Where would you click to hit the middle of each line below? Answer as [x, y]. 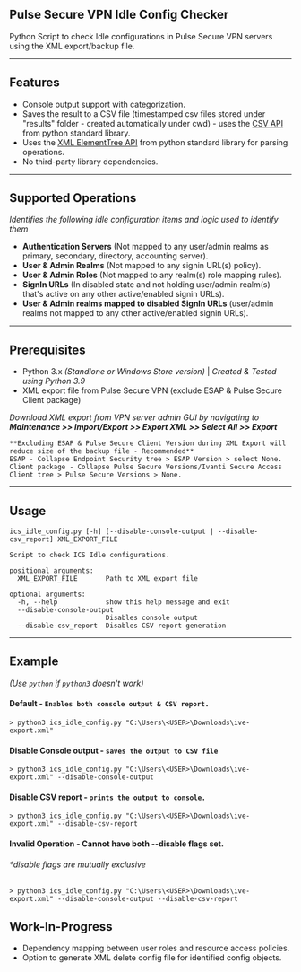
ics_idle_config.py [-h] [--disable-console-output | [112, 532]
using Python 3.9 [54, 381]
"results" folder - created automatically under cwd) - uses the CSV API [153, 123]
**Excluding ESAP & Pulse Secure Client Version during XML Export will [148, 443]
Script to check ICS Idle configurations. [90, 556]
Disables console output [152, 618]
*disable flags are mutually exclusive [77, 864]
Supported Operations [73, 198]
